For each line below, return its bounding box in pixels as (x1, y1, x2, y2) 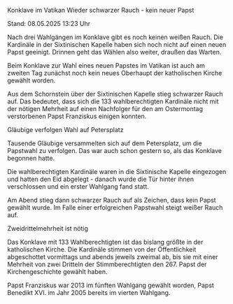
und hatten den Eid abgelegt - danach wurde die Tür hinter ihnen (7, 175, 195, 183)
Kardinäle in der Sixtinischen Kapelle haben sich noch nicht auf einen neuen (7, 41, 227, 48)
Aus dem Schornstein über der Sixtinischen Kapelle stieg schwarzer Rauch (7, 90, 223, 98)
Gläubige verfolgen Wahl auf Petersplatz (7, 126, 124, 133)
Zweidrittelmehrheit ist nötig (7, 224, 89, 233)
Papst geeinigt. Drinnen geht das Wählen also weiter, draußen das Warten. (7, 48, 222, 56)
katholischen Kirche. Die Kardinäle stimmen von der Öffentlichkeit (7, 245, 197, 254)
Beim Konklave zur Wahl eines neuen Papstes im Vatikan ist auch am (7, 61, 205, 69)
